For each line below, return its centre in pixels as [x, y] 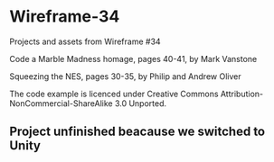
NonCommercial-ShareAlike [61, 103]
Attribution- [242, 94]
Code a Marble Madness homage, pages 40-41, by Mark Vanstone [133, 58]
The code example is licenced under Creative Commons [114, 94]
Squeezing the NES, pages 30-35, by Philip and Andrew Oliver [125, 76]
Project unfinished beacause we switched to [137, 132]
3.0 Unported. [141, 103]
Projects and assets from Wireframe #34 [85, 41]
